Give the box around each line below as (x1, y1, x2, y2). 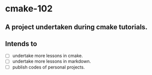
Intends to (5, 39, 37, 48)
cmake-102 (5, 3, 53, 14)
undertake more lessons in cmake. (12, 53, 83, 59)
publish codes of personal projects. (12, 64, 85, 70)
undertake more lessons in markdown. (12, 58, 91, 65)
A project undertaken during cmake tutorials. (5, 23, 148, 31)
